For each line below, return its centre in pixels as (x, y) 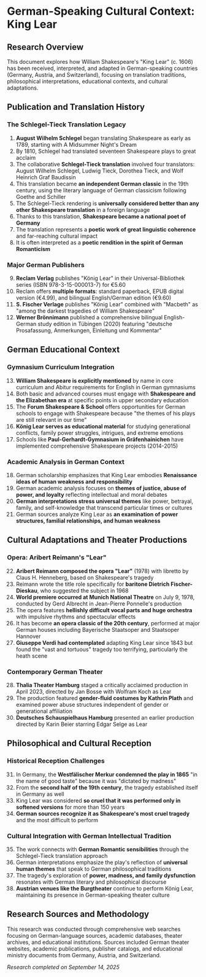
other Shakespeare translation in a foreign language (83, 209)
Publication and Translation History (76, 107)
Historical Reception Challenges (56, 761)
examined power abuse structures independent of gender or (92, 704)
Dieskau (26, 590)
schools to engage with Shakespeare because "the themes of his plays (105, 413)
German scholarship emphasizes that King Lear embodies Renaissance (106, 475)
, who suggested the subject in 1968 (83, 590)
